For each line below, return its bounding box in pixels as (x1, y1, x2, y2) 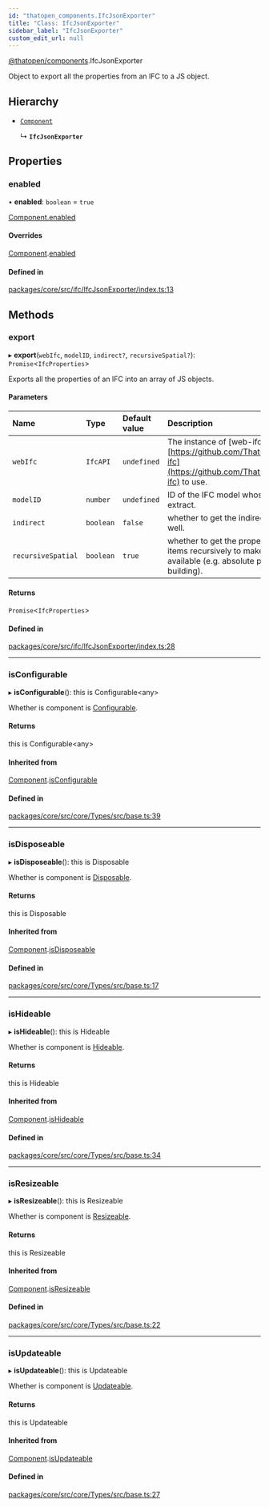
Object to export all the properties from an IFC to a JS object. (8, 71, 210, 81)
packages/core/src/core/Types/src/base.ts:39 (8, 811, 162, 821)
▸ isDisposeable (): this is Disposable (8, 857, 130, 866)
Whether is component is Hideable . (8, 1042, 125, 1051)
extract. (167, 500, 196, 511)
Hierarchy (8, 94, 59, 108)
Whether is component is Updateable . (8, 1381, 134, 1391)
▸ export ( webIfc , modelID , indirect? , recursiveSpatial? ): (8, 350, 196, 360)
